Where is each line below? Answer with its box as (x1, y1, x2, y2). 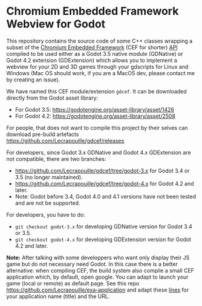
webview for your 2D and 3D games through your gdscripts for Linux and (6, 63, 189, 70)
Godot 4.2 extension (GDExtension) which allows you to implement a (6, 56, 177, 64)
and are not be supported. (15, 199, 80, 206)
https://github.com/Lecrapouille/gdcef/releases (6, 137, 125, 144)
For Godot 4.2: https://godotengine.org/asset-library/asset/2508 (15, 112, 175, 120)
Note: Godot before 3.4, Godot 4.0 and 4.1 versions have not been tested (15, 192, 197, 200)
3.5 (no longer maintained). (15, 173, 83, 180)
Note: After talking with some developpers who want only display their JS (6, 254, 190, 261)
